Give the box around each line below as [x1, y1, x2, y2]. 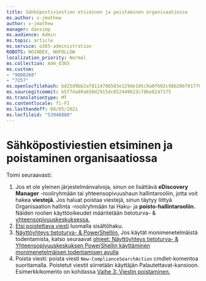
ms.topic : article [6, 37, 53, 44]
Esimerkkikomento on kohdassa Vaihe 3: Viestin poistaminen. [15, 268, 170, 275]
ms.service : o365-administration [6, 44, 92, 50]
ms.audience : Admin [6, 32, 56, 38]
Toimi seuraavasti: [6, 171, 52, 179]
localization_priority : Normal [6, 55, 86, 61]
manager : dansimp [6, 26, 51, 33]
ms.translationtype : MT [6, 94, 67, 101]
